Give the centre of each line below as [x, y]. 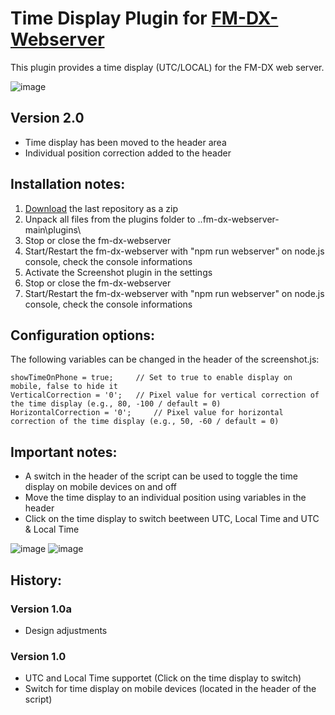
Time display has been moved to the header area [125, 142]
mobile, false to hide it [64, 387]
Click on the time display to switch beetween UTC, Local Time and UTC [172, 519]
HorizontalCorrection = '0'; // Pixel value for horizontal [147, 413]
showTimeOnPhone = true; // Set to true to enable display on [151, 378]
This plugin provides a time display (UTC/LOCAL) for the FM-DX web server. [167, 67]
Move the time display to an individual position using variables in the [165, 498]
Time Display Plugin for [109, 18]
